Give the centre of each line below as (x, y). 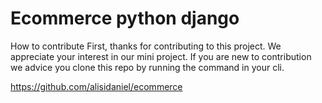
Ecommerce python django (125, 18)
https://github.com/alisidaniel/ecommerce (96, 86)
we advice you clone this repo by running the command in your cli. (147, 67)
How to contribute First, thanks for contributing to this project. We (146, 46)
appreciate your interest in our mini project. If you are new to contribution (161, 56)
